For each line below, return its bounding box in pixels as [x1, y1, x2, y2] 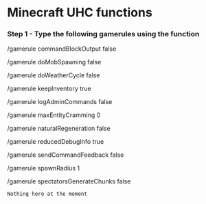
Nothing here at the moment [7, 190, 88, 198]
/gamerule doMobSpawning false [7, 58, 102, 66]
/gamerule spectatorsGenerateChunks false [7, 177, 131, 186]
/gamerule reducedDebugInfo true [7, 138, 104, 146]
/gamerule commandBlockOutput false [7, 44, 117, 53]
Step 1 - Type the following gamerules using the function [7, 29, 200, 39]
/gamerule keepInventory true [7, 84, 91, 93]
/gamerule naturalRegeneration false [7, 125, 111, 133]
